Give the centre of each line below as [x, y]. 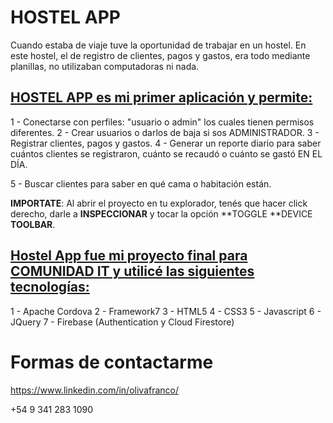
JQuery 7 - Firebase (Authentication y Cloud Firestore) [122, 322]
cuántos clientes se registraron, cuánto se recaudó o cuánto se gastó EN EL [166, 153]
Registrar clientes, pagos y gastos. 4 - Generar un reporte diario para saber [166, 143]
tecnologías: [50, 287]
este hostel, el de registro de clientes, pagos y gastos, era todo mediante [160, 55]
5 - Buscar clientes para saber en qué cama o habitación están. [141, 183]
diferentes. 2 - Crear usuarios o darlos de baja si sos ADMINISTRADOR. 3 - [165, 132]
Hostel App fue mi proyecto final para [129, 256]
